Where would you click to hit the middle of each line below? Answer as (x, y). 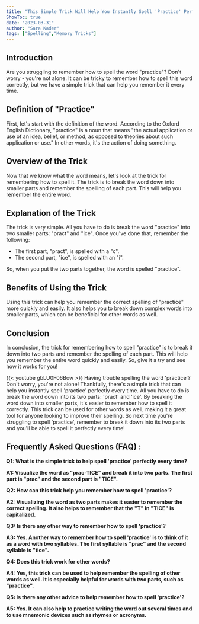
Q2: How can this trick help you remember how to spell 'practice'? (89, 490)
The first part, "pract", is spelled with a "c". (67, 251)
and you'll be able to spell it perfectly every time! (66, 428)
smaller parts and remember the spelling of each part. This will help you (94, 188)
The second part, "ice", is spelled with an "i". (69, 258)
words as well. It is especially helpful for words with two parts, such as (95, 579)
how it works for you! (32, 366)
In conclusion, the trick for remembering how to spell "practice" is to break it (99, 348)
